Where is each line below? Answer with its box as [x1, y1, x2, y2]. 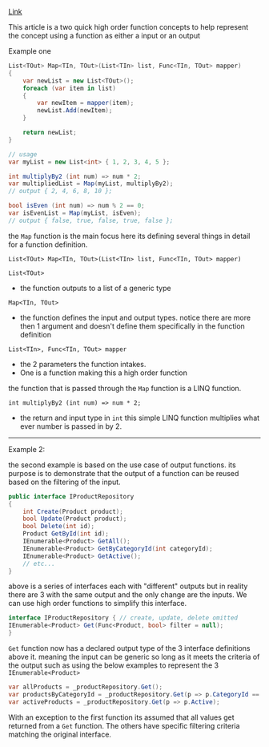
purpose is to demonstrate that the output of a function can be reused [8, 468, 239, 478]
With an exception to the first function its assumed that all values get [8, 713, 235, 722]
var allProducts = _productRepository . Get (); [8, 683, 163, 691]
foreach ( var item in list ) [22, 84, 116, 92]
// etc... [22, 559, 56, 567]
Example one [8, 46, 52, 55]
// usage [8, 150, 38, 159]
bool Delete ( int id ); [22, 523, 94, 531]
